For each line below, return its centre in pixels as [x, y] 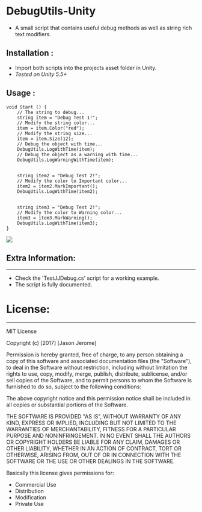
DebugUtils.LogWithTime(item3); [57, 223]
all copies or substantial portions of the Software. [67, 405]
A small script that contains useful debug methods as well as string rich [103, 28]
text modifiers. [33, 34]
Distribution [29, 491]
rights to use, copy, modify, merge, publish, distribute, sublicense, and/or [97, 374]
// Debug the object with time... [60, 144]
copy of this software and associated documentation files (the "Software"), [99, 361]
